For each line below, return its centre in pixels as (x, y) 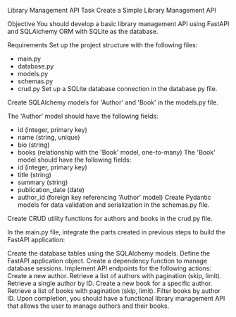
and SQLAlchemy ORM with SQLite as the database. (83, 31)
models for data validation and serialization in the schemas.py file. (113, 205)
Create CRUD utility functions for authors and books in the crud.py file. (110, 219)
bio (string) (33, 145)
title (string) (34, 175)
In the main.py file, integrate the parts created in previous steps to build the (116, 232)
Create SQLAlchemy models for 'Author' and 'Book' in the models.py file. (113, 102)
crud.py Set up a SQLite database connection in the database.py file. (117, 89)
